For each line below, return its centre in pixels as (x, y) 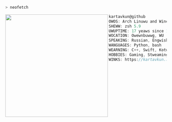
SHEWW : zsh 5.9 (125, 26)
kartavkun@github (127, 16)
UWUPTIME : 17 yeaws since (136, 31)
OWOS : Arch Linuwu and (133, 21)
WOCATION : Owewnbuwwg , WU (136, 36)
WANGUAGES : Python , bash (135, 45)
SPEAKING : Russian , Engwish (139, 40)
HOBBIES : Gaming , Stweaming (139, 55)
